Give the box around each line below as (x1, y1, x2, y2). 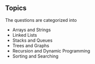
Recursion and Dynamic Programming (12, 48, 91, 54)
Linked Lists (12, 32, 37, 38)
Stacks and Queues (12, 37, 53, 43)
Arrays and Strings (12, 27, 51, 33)
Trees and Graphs (12, 42, 50, 49)
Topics (5, 4, 27, 12)
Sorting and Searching (12, 53, 59, 59)
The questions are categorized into (5, 17, 77, 23)
